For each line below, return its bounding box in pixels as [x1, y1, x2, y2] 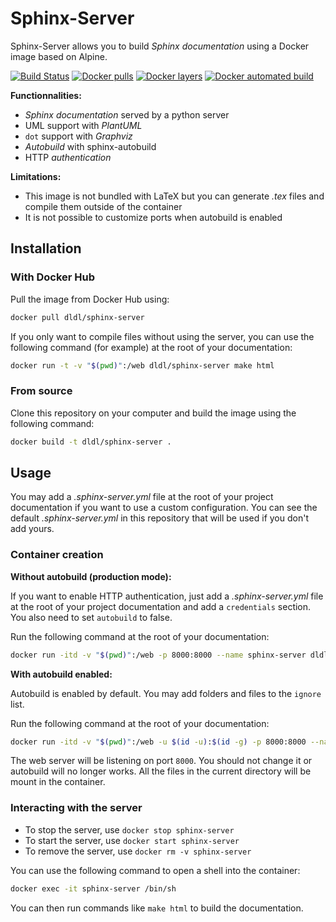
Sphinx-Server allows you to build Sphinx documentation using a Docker [10, 40, 310, 52]
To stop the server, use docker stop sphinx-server [24, 823, 235, 836]
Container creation [10, 548, 104, 562]
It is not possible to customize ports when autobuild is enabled [24, 211, 283, 223]
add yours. [10, 523, 55, 535]
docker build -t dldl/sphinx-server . [10, 437, 172, 447]
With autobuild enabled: [10, 668, 113, 680]
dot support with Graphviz [24, 130, 133, 142]
